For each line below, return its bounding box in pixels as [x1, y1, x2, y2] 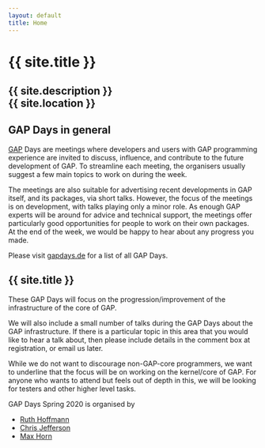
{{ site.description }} [8, 85, 113, 98]
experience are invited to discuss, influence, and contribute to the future [8, 152, 244, 162]
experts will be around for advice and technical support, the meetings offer [8, 210, 253, 220]
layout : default [8, 11, 62, 20]
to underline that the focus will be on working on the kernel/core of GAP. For [8, 367, 257, 376]
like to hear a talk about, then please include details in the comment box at [8, 335, 251, 344]
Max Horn [19, 431, 53, 441]
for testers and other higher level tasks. [8, 384, 137, 393]
